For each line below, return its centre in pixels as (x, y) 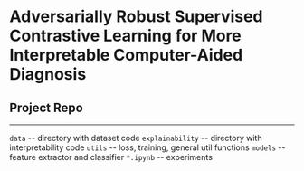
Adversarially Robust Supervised (137, 17)
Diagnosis (48, 75)
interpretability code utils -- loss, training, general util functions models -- (147, 147)
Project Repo (46, 107)
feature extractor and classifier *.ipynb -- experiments (111, 157)
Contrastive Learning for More (125, 36)
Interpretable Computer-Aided (126, 55)
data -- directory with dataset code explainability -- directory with (136, 138)
